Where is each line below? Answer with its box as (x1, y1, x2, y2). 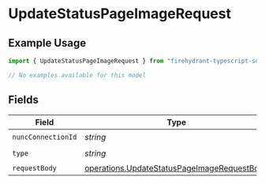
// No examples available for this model (8, 71, 147, 79)
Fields (8, 93, 39, 107)
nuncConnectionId (12, 133, 77, 142)
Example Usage (8, 36, 87, 50)
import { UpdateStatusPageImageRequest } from (8, 57, 164, 65)
